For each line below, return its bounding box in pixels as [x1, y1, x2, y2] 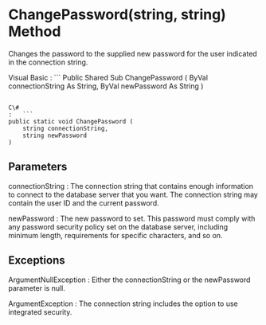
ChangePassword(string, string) [8, 6, 227, 24]
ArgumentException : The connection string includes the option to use [8, 299, 239, 308]
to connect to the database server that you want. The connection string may [8, 190, 259, 199]
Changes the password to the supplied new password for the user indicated [8, 49, 257, 58]
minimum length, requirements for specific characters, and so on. [8, 230, 223, 240]
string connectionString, [22, 124, 109, 132]
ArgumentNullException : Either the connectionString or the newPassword [8, 275, 251, 284]
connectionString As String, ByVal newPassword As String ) [8, 81, 204, 91]
